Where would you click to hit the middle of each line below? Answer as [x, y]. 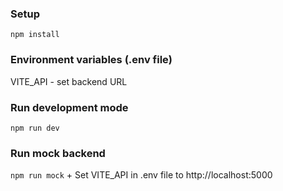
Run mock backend [58, 153]
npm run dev [35, 128]
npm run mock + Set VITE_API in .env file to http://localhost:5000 [141, 175]
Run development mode [69, 107]
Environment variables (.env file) [91, 60]
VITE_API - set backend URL [69, 81]
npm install [35, 35]
